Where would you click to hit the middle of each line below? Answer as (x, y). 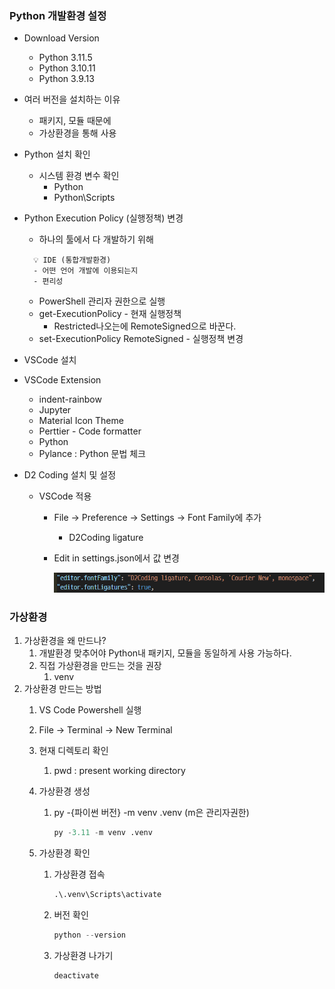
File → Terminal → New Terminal (105, 730)
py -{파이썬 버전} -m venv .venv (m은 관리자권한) (151, 813)
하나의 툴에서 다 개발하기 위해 (96, 239)
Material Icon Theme (81, 421)
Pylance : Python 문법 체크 (92, 454)
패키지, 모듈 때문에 (75, 121)
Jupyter (55, 410)
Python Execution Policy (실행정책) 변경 (103, 218)
